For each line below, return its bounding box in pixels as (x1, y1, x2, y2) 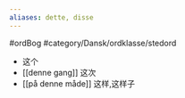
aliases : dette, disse (9, 12, 94, 22)
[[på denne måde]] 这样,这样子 (21, 78, 136, 89)
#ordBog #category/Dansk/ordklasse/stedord (9, 37, 177, 48)
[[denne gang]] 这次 (21, 67, 97, 78)
